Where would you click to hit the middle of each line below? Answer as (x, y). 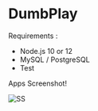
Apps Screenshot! (38, 83)
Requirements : (33, 36)
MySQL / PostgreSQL (55, 59)
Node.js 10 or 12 (46, 51)
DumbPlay (43, 14)
